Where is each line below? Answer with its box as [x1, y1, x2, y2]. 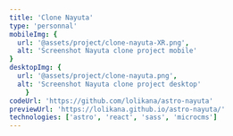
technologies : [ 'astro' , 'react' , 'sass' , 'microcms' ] [9, 113, 218, 122]
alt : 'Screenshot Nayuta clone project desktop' [17, 80, 202, 89]
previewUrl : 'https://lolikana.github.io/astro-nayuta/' [9, 105, 226, 114]
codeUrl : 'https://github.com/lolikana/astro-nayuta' [9, 96, 214, 106]
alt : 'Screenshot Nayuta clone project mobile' [17, 47, 198, 55]
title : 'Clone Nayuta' [9, 13, 94, 22]
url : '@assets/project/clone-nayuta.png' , [17, 72, 178, 81]
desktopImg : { [9, 64, 62, 72]
